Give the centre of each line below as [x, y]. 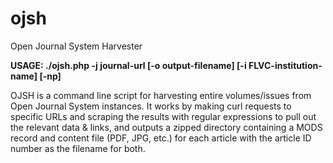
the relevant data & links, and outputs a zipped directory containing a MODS [166, 127]
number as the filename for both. [78, 148]
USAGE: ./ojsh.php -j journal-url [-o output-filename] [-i [128, 65]
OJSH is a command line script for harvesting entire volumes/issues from [161, 95]
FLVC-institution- [285, 65]
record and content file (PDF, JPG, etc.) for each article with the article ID [161, 138]
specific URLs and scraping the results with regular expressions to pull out [163, 116]
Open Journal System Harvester [76, 46]
